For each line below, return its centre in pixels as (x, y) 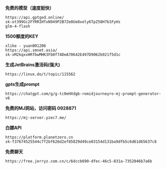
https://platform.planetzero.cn (39, 137)
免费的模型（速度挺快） (30, 8)
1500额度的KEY (22, 36)
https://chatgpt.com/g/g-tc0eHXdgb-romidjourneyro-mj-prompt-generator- (83, 94)
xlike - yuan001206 (26, 46)
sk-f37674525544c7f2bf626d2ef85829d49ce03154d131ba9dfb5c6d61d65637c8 (81, 142)
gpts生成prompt (22, 84)
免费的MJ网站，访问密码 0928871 (41, 108)
